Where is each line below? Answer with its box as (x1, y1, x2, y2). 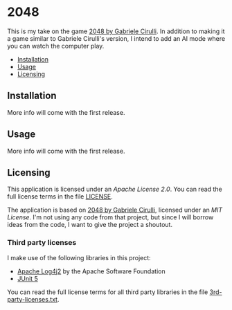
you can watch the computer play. (7, 42, 105, 50)
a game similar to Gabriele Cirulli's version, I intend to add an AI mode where (7, 34, 226, 42)
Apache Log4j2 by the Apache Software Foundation (17, 267, 166, 275)
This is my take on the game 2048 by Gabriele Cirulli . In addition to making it (7, 27, 225, 35)
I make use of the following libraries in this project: (7, 253, 151, 262)
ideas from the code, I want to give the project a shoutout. (7, 221, 173, 229)
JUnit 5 (17, 274, 38, 282)
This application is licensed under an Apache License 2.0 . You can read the (7, 185, 223, 194)
